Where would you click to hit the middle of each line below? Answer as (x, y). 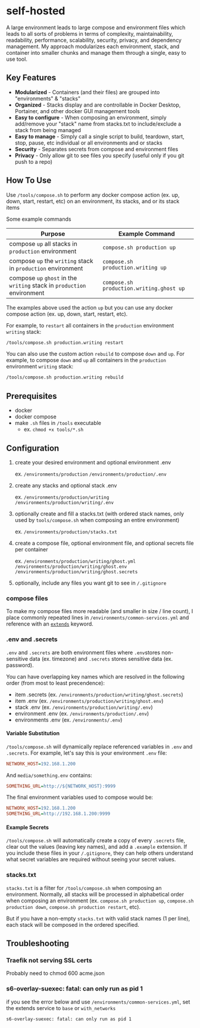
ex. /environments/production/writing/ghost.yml (75, 561)
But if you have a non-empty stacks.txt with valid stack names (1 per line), (98, 918)
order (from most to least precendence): (56, 683)
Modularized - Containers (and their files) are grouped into (87, 92)
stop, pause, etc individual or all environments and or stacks (88, 143)
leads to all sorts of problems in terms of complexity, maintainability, (90, 33)
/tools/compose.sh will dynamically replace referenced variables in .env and (99, 746)
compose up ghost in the (43, 278)
